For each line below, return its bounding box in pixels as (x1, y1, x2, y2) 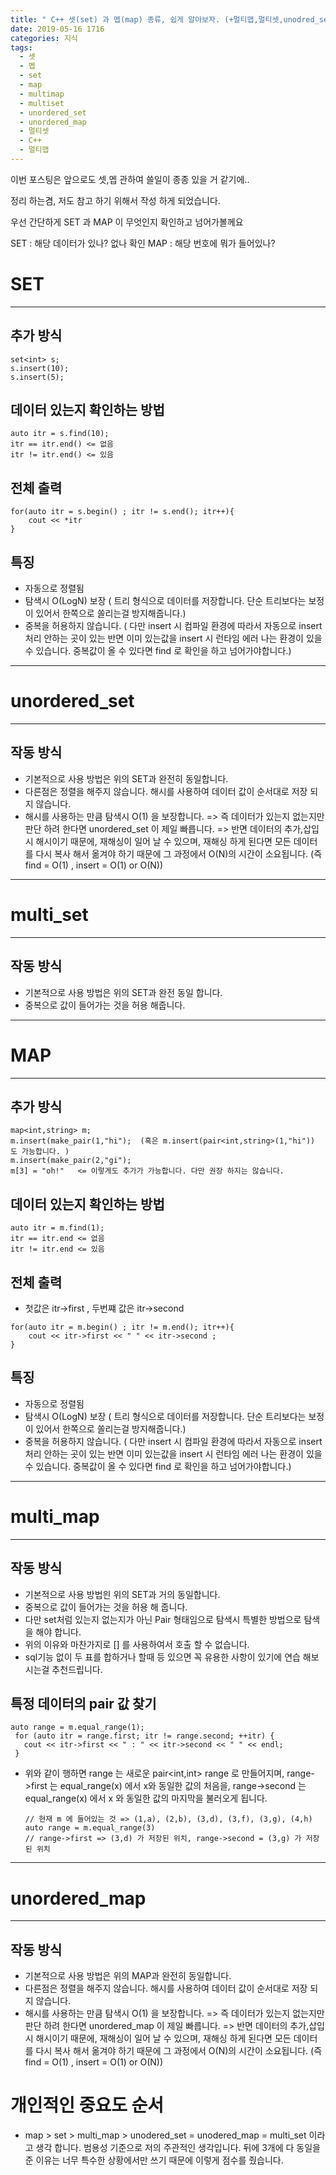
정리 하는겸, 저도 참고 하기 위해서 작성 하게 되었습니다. (10, 194, 221, 206)
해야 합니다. (35, 1626, 82, 1638)
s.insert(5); (10, 372, 65, 382)
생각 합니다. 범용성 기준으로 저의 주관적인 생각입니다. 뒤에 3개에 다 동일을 (35, 2142, 321, 2153)
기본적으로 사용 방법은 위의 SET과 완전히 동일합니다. (24, 772, 229, 785)
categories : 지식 (10, 33, 78, 43)
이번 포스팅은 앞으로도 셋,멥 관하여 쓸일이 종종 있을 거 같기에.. (10, 173, 250, 185)
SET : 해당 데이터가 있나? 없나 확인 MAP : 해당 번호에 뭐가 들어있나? (10, 237, 276, 249)
